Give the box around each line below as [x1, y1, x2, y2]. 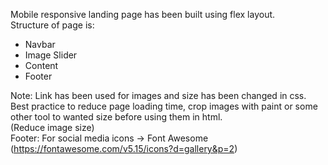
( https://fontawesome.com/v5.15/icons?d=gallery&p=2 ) [10, 143, 238, 154]
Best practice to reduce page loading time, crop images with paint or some [10, 100, 318, 112]
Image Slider [24, 49, 78, 61]
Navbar [24, 39, 56, 50]
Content [24, 60, 59, 71]
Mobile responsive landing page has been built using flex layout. [10, 9, 276, 20]
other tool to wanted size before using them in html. [10, 111, 223, 123]
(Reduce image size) [10, 122, 95, 133]
